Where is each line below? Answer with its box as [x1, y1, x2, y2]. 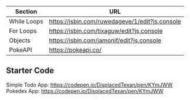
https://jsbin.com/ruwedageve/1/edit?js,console [49, 18, 181, 25]
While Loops [9, 18, 44, 25]
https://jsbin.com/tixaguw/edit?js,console [49, 27, 163, 35]
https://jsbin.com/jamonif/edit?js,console [49, 36, 161, 44]
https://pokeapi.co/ [49, 46, 101, 54]
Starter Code [6, 65, 55, 75]
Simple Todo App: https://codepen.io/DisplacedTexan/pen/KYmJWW [6, 81, 173, 88]
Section [15, 8, 38, 15]
